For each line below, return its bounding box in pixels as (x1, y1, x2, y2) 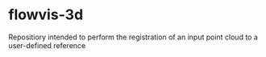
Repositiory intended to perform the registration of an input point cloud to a (8, 32, 258, 42)
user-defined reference (8, 40, 86, 50)
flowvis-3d (8, 6, 84, 24)
